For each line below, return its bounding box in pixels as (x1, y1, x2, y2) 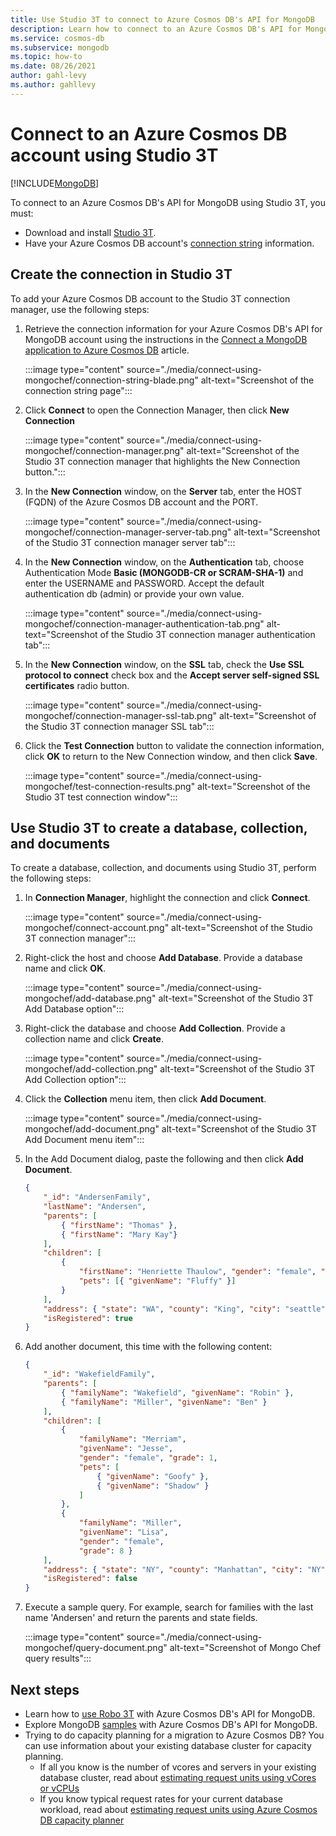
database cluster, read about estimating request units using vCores (39, 1772, 317, 1783)
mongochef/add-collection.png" (24, 1063, 158, 1075)
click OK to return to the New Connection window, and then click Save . (24, 750, 318, 762)
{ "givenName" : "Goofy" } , (96, 1471, 210, 1481)
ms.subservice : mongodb (10, 42, 110, 53)
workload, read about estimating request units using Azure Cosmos (39, 1804, 318, 1815)
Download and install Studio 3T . (24, 226, 157, 238)
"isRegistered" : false (43, 1574, 138, 1584)
